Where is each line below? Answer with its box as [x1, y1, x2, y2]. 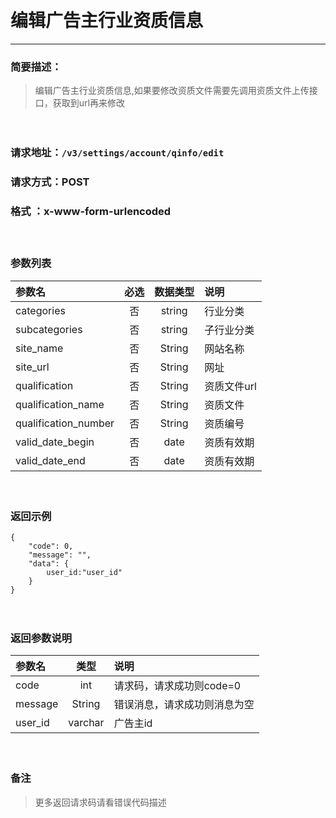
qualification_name [15, 397, 105, 411]
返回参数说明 [10, 631, 73, 645]
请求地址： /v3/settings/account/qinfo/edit [10, 146, 225, 160]
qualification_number [15, 416, 115, 430]
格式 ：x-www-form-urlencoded [10, 205, 172, 218]
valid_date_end [15, 453, 86, 467]
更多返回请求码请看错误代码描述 [34, 796, 167, 808]
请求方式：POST [10, 175, 90, 189]
